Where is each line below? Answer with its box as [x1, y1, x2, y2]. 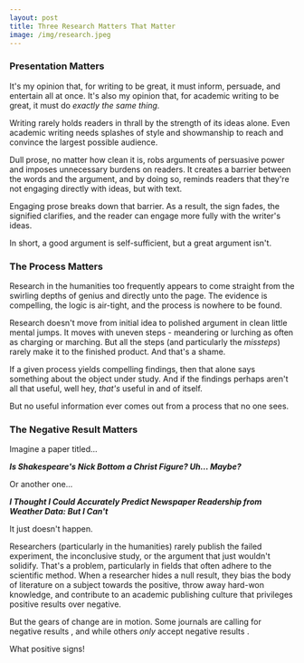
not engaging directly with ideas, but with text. [9, 183, 183, 194]
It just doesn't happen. [9, 524, 93, 534]
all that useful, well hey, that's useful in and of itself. [9, 382, 204, 394]
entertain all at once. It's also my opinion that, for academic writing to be [9, 90, 280, 101]
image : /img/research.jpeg [9, 30, 111, 39]
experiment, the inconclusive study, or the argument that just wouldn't [9, 551, 271, 562]
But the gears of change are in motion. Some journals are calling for [9, 617, 262, 628]
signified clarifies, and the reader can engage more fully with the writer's [9, 210, 281, 221]
